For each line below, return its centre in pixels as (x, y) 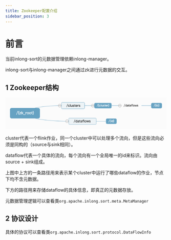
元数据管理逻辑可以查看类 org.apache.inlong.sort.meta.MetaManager (77, 201)
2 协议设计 (22, 219)
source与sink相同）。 (54, 145)
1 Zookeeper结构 (32, 87)
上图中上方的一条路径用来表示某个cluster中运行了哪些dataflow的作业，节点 (84, 173)
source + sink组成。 (26, 162)
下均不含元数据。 (23, 179)
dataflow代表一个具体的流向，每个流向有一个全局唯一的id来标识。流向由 (81, 155)
